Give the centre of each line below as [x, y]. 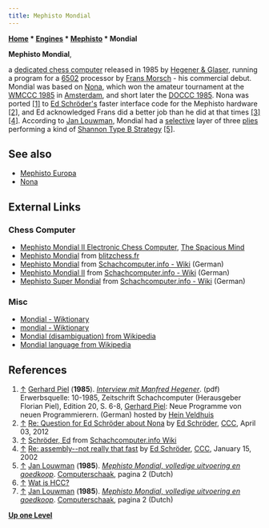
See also [30, 154]
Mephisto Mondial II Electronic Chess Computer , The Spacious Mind [132, 247]
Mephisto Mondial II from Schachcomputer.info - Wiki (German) [124, 273]
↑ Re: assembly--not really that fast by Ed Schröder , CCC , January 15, [136, 449]
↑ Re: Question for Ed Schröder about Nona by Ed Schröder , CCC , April [138, 423]
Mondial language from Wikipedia [75, 345]
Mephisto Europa [48, 174]
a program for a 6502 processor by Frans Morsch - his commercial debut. [130, 78]
